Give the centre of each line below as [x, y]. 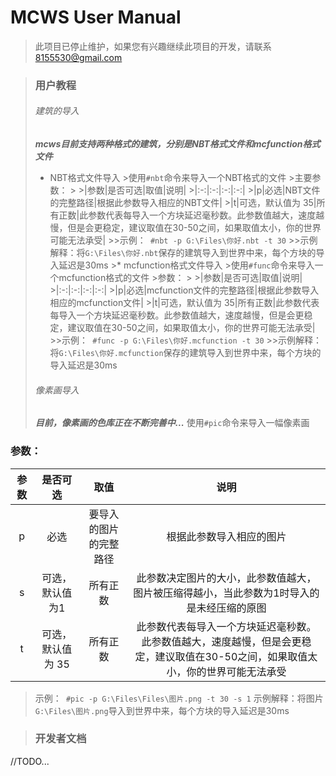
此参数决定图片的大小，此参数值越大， [226, 578]
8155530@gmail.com [78, 57]
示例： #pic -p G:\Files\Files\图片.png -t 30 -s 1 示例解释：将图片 [179, 698]
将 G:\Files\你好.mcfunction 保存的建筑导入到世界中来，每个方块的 [185, 353]
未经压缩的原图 [231, 608]
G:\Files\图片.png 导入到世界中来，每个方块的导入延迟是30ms [162, 710]
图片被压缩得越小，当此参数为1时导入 [221, 593]
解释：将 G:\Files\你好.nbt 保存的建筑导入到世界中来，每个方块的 [183, 253]
